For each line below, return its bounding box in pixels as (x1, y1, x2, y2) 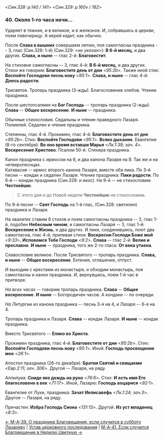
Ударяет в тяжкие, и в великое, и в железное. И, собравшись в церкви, (5, 27, 155, 33)
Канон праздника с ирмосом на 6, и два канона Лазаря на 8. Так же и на (5, 156, 158, 162)
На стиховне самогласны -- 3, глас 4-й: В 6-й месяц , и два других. (5, 62, 146, 68)
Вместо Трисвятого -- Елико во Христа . (5, 331, 89, 336)
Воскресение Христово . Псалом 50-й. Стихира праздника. (5, 147, 131, 153)
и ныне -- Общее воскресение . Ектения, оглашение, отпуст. (5, 257, 133, 263)
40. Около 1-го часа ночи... (5, 16, 73, 23)
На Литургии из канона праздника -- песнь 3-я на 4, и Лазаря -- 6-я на (5, 301, 155, 307)
